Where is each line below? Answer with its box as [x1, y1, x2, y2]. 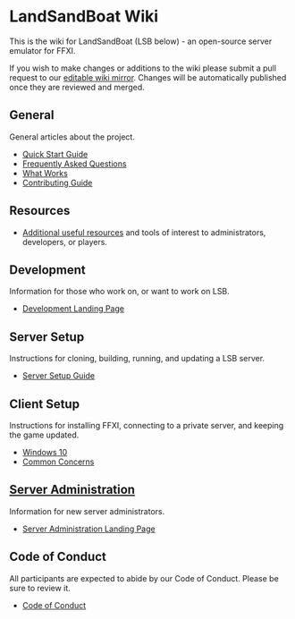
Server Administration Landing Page [21, 523, 156, 534]
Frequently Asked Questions [21, 158, 127, 169]
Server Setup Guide [21, 370, 96, 381]
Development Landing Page [21, 303, 125, 314]
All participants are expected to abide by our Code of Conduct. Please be [9, 572, 279, 583]
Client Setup [9, 396, 80, 411]
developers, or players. [21, 236, 107, 247]
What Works [21, 167, 69, 178]
